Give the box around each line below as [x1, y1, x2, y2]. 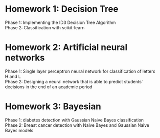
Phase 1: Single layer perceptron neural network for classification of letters [5, 68, 156, 74]
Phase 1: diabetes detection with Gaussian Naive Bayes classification [5, 117, 144, 123]
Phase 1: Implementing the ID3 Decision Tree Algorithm [5, 20, 116, 25]
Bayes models [5, 127, 34, 133]
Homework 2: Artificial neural [5, 42, 128, 53]
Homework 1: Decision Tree [5, 3, 118, 15]
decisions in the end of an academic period [5, 84, 92, 90]
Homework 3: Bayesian [5, 101, 101, 112]
